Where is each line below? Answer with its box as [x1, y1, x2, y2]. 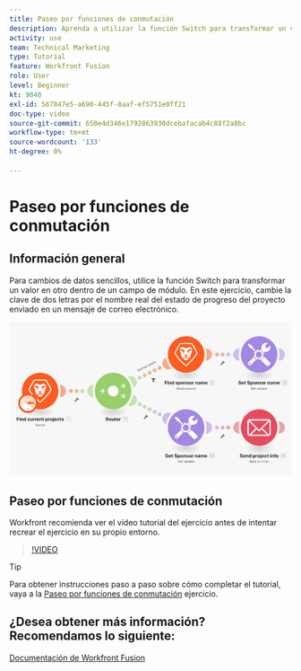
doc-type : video [9, 109, 70, 119]
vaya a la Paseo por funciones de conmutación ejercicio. [9, 588, 219, 599]
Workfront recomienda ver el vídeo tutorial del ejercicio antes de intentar [9, 517, 278, 528]
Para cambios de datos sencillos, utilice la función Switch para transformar [9, 275, 286, 286]
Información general [9, 252, 125, 267]
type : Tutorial [9, 52, 66, 62]
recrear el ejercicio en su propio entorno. [9, 526, 160, 538]
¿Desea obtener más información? [9, 614, 206, 630]
